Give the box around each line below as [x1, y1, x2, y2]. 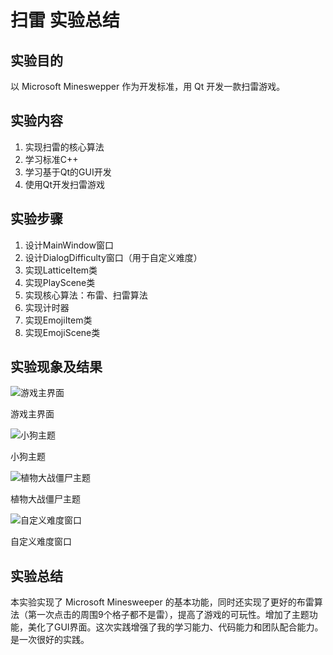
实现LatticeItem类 [24, 264, 98, 276]
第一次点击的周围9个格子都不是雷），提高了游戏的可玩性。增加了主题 [27, 609, 310, 621]
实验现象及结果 [10, 359, 103, 376]
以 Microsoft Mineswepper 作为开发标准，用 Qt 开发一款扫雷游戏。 [10, 81, 286, 92]
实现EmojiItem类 [24, 314, 93, 326]
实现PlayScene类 [24, 276, 96, 288]
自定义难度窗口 [10, 536, 72, 548]
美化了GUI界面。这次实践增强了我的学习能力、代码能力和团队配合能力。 [27, 621, 324, 633]
